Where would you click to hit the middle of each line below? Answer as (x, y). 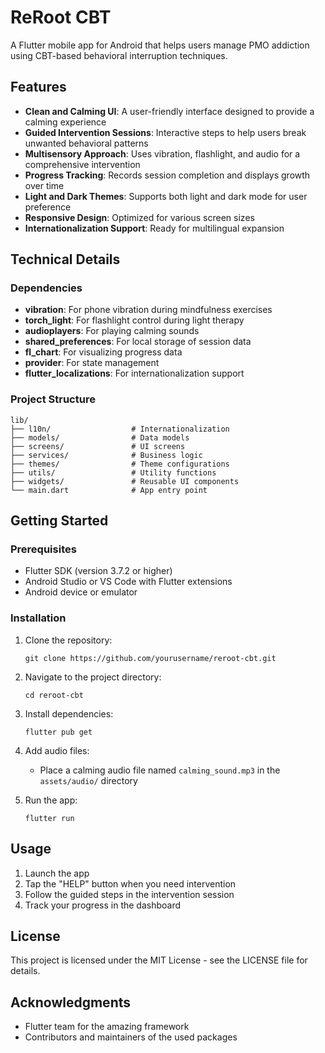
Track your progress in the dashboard (103, 905)
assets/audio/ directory (88, 780)
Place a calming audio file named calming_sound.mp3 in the (160, 770)
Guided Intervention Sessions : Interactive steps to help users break (165, 132)
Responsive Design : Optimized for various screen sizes (139, 217)
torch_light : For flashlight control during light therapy (134, 320)
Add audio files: (57, 750)
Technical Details (65, 259)
